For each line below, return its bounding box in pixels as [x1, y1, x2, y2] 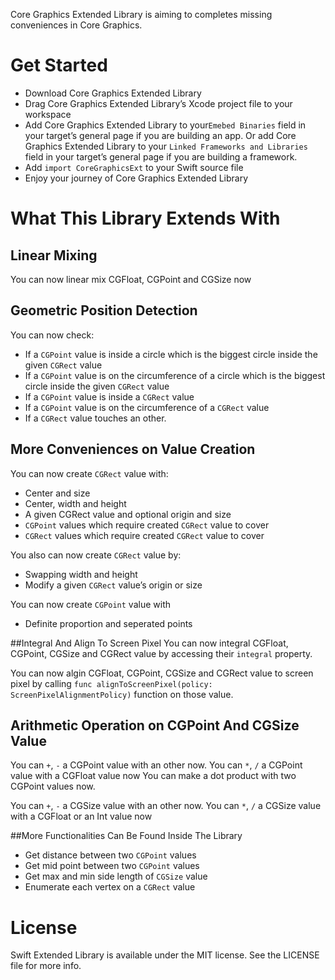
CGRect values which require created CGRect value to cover [24, 529, 265, 541]
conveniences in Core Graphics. [10, 19, 143, 31]
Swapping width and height [24, 568, 138, 580]
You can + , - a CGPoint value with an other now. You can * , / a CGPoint [10, 759, 303, 771]
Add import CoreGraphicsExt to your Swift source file [24, 161, 244, 173]
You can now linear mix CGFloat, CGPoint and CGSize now [10, 273, 252, 285]
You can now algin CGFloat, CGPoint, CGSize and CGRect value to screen [10, 667, 314, 679]
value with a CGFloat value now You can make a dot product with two [10, 770, 297, 782]
